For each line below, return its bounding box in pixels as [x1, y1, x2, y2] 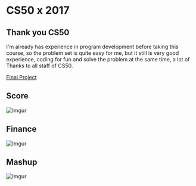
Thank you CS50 [6, 27, 70, 38]
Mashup [6, 157, 38, 168]
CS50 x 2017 [6, 4, 70, 17]
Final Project [6, 74, 37, 80]
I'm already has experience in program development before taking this [6, 43, 179, 50]
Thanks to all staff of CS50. [6, 62, 73, 69]
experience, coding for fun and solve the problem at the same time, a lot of [6, 56, 190, 63]
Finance [6, 124, 37, 134]
